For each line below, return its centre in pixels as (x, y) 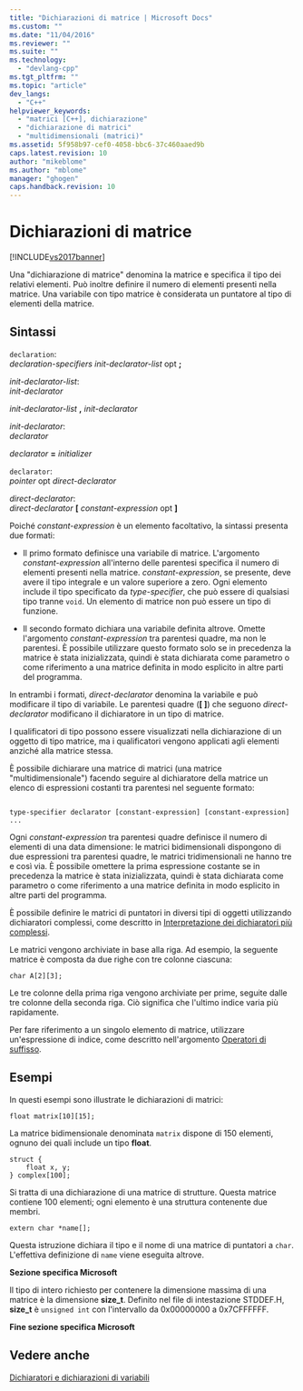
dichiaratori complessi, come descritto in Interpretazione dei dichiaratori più (151, 922)
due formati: (32, 535)
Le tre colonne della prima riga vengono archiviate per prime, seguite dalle (148, 993)
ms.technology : (38, 60)
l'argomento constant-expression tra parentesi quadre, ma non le (144, 638)
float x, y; (48, 1167)
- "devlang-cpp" (48, 69)
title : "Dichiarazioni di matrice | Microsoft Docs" (111, 18)
